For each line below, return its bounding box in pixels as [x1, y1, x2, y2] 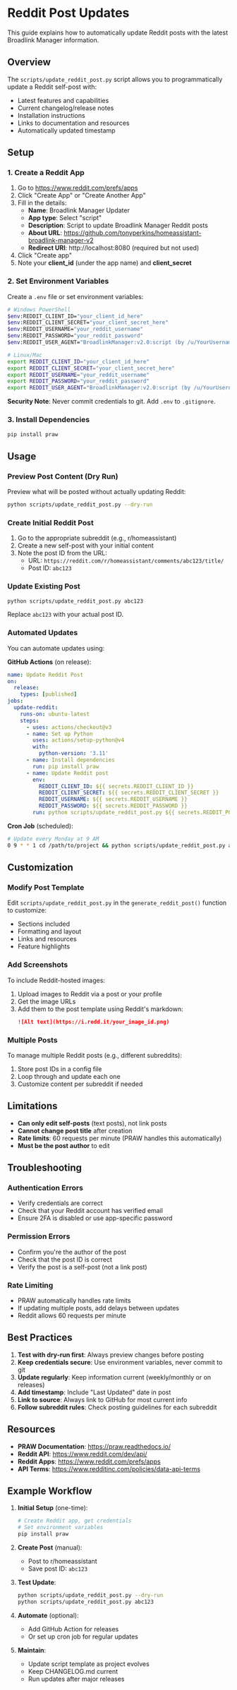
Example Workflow [7, 1485, 92, 1497]
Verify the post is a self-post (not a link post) [17, 1262, 147, 1271]
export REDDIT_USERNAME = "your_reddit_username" [7, 371, 150, 378]
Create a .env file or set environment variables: [7, 292, 144, 301]
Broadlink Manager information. [7, 35, 99, 44]
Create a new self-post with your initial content [17, 541, 154, 550]
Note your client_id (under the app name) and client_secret [17, 259, 192, 267]
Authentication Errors [7, 1183, 83, 1193]
